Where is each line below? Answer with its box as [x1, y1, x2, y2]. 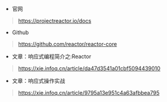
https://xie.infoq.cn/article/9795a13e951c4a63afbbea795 [17, 89, 160, 96]
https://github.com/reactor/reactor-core [17, 41, 118, 47]
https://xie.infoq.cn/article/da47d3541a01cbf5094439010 [17, 65, 161, 72]
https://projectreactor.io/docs [17, 17, 92, 24]
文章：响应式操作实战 [11, 77, 65, 84]
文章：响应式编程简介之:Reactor [11, 53, 92, 60]
